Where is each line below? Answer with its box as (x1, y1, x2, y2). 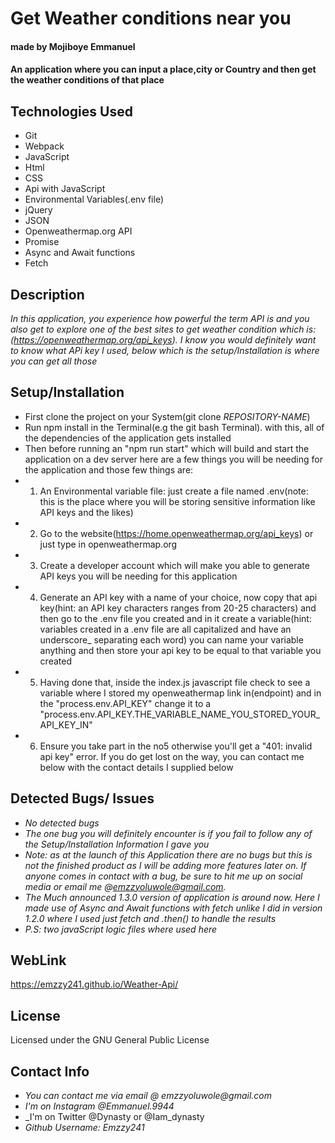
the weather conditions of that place (10, 74, 165, 86)
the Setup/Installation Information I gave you (24, 838, 210, 850)
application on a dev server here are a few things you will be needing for (24, 453, 323, 465)
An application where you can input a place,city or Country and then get (10, 63, 317, 76)
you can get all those (10, 355, 98, 367)
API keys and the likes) (39, 506, 134, 518)
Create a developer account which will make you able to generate (39, 559, 310, 571)
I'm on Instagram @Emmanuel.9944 (24, 1100, 175, 1112)
